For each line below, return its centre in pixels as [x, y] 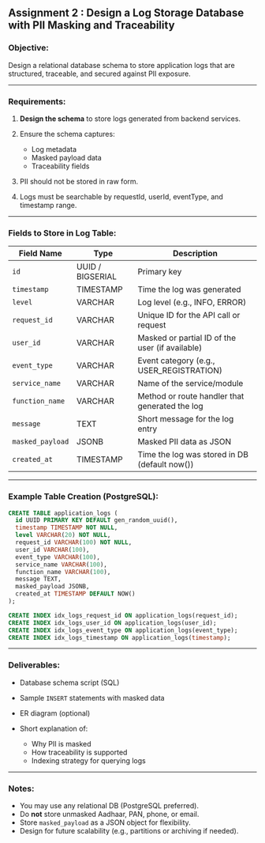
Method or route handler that [191, 396]
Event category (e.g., [176, 361]
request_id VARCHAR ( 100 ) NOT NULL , [74, 542]
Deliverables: [34, 665]
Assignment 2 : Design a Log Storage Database [126, 13]
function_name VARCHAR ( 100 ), [63, 572]
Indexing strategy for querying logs [88, 760]
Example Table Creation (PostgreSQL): [84, 497]
